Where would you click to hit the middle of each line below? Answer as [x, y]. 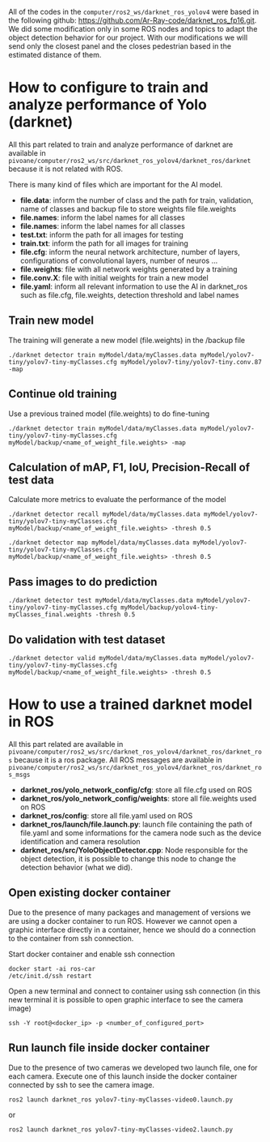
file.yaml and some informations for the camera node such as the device [141, 833]
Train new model [51, 321]
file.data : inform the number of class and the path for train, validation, [137, 200]
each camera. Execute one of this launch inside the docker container [123, 1076]
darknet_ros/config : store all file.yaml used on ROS [106, 815]
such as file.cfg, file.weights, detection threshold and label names [129, 294]
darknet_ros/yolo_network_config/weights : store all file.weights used [138, 798]
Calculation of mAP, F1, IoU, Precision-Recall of [129, 467]
